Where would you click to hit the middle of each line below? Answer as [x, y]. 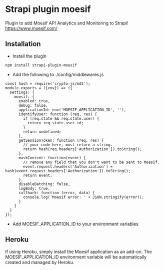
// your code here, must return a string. [68, 145]
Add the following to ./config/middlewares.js [58, 74]
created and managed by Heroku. [40, 262]
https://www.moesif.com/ [31, 28]
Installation [23, 44]
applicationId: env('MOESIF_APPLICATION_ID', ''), [72, 110]
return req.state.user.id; [55, 123]
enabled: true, [34, 101]
